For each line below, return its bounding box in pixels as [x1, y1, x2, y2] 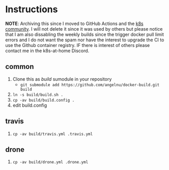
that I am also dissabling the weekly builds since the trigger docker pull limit [5, 31, 164, 37]
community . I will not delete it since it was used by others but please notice [5, 26, 163, 32]
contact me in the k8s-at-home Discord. [5, 47, 90, 54]
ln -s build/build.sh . [12, 92, 64, 98]
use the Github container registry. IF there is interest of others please [5, 42, 150, 48]
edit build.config [12, 102, 47, 108]
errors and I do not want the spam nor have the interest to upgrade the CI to [5, 37, 164, 43]
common [5, 62, 34, 71]
